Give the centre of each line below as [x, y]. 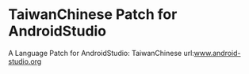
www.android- [217, 53]
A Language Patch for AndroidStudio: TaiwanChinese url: [101, 53]
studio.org [25, 61]
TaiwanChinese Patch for [93, 15]
